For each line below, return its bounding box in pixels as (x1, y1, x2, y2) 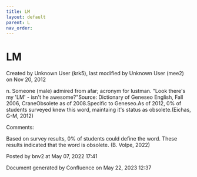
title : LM (6, 8, 31, 15)
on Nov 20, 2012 (6, 76, 46, 83)
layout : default (6, 14, 46, 20)
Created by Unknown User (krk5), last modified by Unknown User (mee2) (6, 70, 184, 77)
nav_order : (6, 25, 33, 31)
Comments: (6, 124, 34, 131)
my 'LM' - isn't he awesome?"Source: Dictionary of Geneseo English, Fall (6, 93, 183, 101)
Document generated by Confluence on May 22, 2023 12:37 (6, 164, 152, 171)
